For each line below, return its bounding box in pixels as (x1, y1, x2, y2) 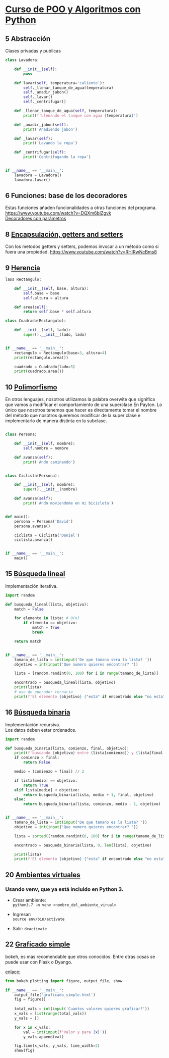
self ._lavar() (23, 94, 53, 99)
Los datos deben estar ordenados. (5, 727, 76, 733)
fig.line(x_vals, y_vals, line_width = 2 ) (14, 1043, 100, 1048)
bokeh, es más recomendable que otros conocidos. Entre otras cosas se (5, 953, 155, 960)
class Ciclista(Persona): (5, 473, 59, 478)
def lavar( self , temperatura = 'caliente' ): (14, 80, 105, 85)
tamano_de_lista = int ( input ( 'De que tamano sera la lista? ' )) (14, 657, 152, 662)
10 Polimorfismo (5, 383, 57, 391)
